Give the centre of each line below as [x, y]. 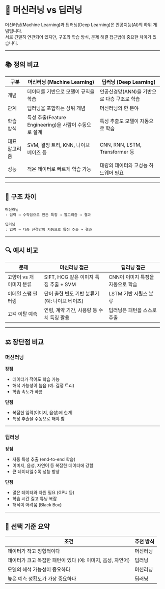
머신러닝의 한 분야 [119, 108]
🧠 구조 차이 [21, 197]
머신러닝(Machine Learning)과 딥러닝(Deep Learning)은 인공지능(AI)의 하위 [79, 25]
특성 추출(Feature [46, 117]
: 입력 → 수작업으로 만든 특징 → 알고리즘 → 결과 [48, 215]
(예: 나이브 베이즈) [64, 301]
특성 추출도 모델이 [119, 121]
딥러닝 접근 [133, 268]
